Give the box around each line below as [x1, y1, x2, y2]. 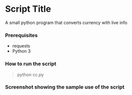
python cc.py [17, 71, 44, 77]
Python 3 [12, 48, 31, 54]
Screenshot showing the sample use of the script [5, 84, 125, 91]
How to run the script [5, 60, 56, 67]
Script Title [5, 3, 52, 15]
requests [12, 43, 30, 49]
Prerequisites [5, 32, 38, 39]
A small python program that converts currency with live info [5, 20, 128, 25]
